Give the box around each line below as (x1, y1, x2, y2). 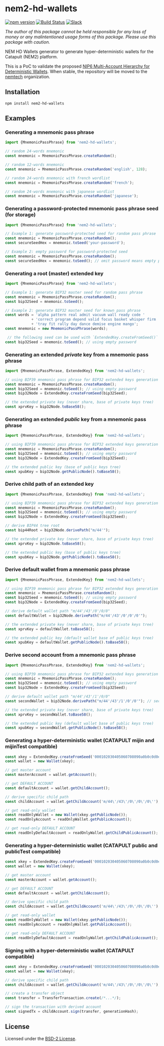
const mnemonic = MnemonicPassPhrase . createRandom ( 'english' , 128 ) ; (5, 167, 147, 172)
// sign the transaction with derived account (5, 1004, 102, 1010)
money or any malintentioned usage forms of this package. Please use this (5, 34, 156, 40)
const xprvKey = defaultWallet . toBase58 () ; (5, 626, 95, 631)
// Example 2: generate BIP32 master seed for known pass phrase (5, 308, 141, 313)
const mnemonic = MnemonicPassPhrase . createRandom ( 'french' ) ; (5, 180, 134, 185)
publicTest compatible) (5, 848, 61, 855)
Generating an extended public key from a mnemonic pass (5, 416, 146, 423)
